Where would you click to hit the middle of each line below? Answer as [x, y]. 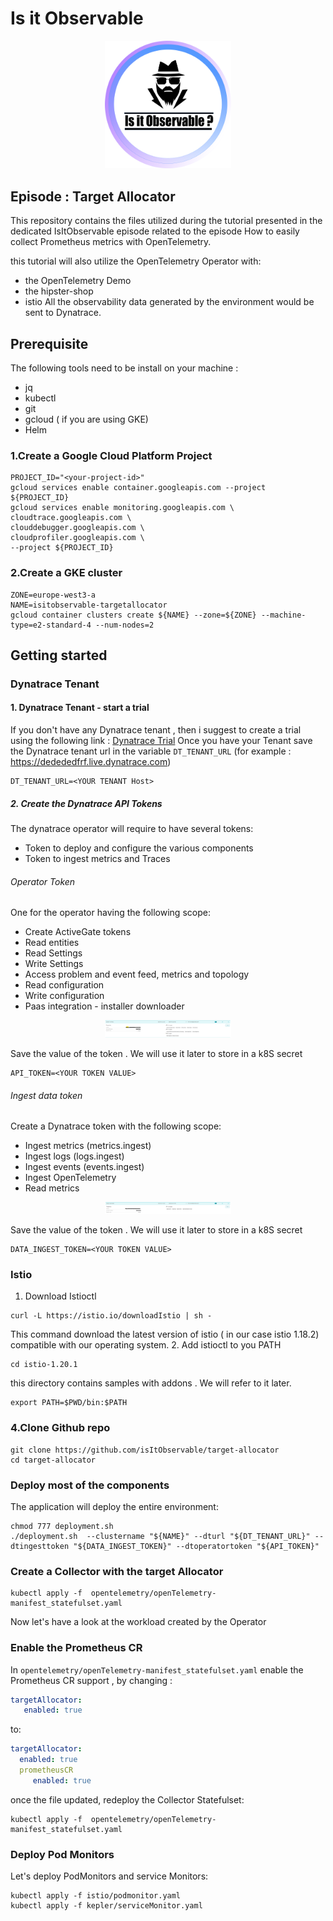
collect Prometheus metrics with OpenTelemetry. [111, 242]
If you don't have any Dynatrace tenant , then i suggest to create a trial [156, 730]
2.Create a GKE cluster [66, 573]
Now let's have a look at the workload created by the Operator [138, 1622]
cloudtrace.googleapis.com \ [71, 518]
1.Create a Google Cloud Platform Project [111, 455]
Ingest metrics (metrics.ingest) [88, 1146]
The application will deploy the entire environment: [114, 1506]
